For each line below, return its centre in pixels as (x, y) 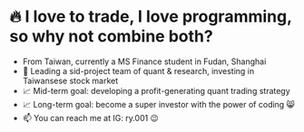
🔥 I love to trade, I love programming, (151, 17)
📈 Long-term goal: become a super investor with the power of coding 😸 (158, 104)
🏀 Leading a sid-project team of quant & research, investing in (138, 71)
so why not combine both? (111, 37)
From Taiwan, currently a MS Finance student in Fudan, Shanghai (144, 61)
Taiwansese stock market (70, 80)
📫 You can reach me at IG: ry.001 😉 (90, 118)
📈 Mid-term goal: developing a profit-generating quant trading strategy (156, 90)
